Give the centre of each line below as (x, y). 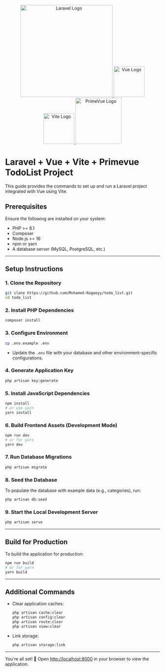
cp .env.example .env (27, 343)
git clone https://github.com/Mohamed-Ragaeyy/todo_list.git (69, 293)
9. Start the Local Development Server (52, 512)
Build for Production (36, 542)
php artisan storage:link (39, 645)
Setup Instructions (34, 269)
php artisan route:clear (38, 622)
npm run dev (17, 435)
